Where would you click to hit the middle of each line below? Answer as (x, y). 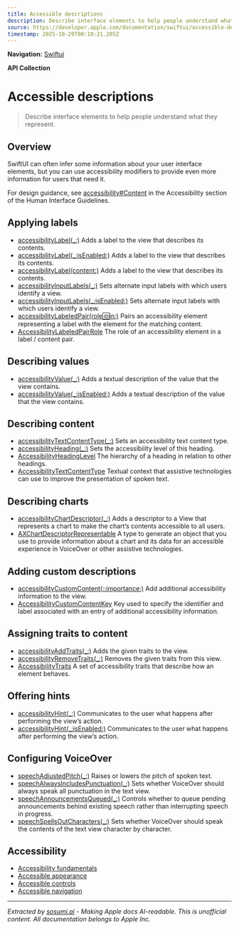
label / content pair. (46, 339)
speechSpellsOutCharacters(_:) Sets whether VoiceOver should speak (120, 821)
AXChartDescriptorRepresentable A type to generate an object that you (122, 534)
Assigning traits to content (68, 633)
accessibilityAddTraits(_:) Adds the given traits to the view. (103, 651)
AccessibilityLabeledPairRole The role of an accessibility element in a (119, 331)
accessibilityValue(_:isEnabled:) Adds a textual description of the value (121, 394)
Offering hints (39, 696)
